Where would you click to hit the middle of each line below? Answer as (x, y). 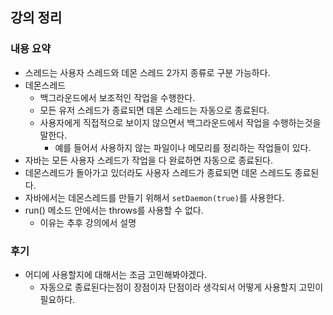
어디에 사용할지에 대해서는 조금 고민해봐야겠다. (116, 274)
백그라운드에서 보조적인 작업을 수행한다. (117, 97)
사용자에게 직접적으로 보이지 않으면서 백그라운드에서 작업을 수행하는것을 (180, 122)
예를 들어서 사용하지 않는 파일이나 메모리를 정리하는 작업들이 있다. (183, 147)
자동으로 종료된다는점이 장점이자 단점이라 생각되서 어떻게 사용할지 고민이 (181, 287)
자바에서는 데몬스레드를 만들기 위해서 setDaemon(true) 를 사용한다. (154, 197)
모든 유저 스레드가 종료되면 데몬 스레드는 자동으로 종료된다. (154, 110)
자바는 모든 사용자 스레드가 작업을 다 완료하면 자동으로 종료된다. (148, 160)
